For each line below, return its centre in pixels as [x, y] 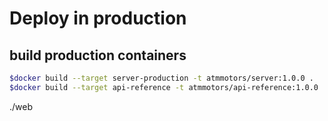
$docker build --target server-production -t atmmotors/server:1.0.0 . [161, 78]
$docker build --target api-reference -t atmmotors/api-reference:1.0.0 [164, 87]
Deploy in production [98, 18]
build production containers [98, 55]
